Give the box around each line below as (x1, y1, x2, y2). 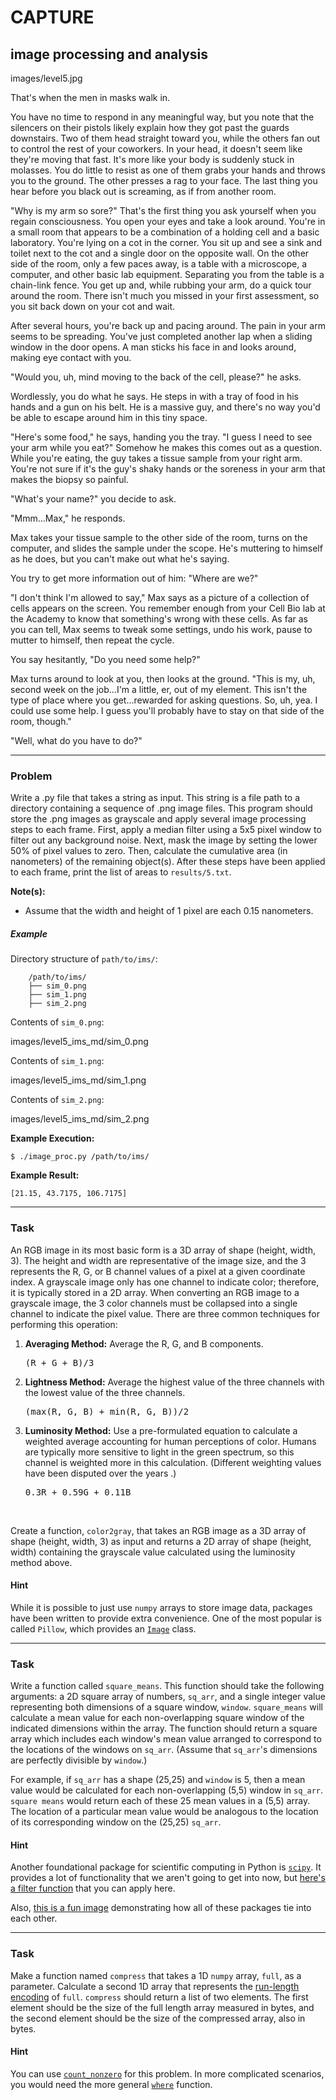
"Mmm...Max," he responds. (10, 512, 126, 524)
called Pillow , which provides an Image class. (10, 1622, 197, 1635)
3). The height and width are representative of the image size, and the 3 (10, 1254, 307, 1266)
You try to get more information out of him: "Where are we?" (10, 572, 259, 584)
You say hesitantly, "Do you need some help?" (10, 654, 201, 665)
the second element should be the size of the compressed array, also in (10, 2012, 306, 2024)
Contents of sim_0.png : (10, 1016, 105, 1028)
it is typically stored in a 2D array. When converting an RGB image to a (10, 1286, 300, 1298)
